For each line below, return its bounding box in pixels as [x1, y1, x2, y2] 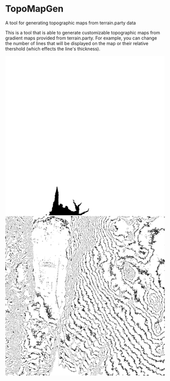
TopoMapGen [5, 3, 64, 15]
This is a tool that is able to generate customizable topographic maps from [5, 29, 160, 35]
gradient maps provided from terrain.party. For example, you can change [5, 35, 157, 41]
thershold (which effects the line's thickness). [5, 46, 100, 52]
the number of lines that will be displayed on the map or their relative [5, 40, 149, 46]
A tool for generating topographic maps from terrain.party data [5, 20, 136, 26]
